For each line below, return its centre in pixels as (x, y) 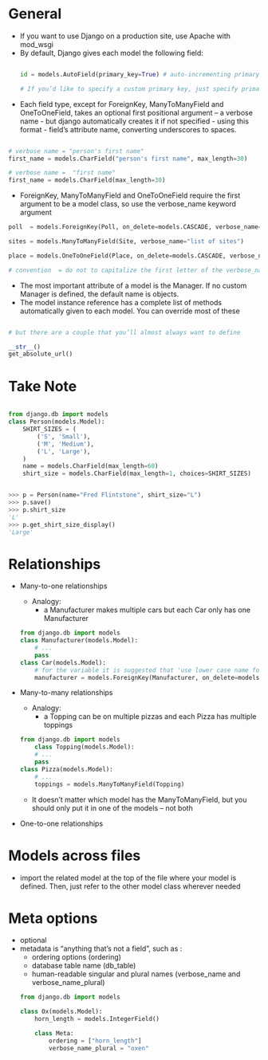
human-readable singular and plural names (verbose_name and (136, 974)
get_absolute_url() (41, 354)
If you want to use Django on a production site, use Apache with (125, 36)
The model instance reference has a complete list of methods (120, 302)
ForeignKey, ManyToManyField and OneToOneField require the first (130, 195)
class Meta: (54, 1034)
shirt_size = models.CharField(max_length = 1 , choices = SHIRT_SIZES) (137, 474)
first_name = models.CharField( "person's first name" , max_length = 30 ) (128, 159)
